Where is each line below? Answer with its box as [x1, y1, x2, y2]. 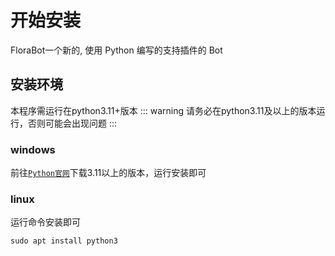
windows [10, 142, 56, 156]
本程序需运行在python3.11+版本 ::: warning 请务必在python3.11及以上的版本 [10, 104, 317, 116]
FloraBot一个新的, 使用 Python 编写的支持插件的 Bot [10, 44, 223, 56]
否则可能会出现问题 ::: [27, 117, 118, 129]
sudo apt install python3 [10, 236, 118, 246]
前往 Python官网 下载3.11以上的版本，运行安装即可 [10, 167, 207, 179]
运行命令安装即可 [10, 216, 81, 228]
